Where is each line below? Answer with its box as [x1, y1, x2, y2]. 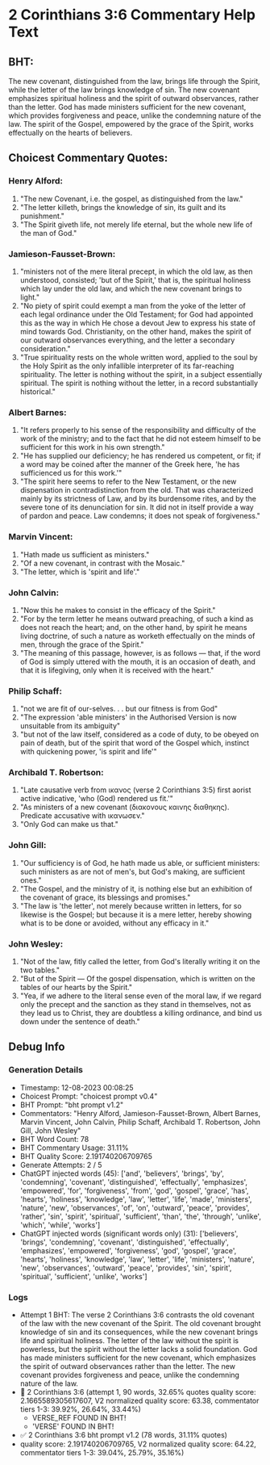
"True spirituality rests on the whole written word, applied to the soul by [19, 352, 258, 362]
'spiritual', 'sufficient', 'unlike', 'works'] [19, 1271, 147, 1281]
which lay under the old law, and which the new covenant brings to [19, 283, 243, 293]
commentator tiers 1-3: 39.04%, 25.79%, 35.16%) [19, 1448, 185, 1458]
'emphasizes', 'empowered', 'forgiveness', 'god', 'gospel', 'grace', [19, 1245, 237, 1255]
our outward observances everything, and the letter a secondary [19, 335, 235, 345]
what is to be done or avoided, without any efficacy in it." [19, 918, 210, 928]
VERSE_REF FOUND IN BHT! [31, 1413, 127, 1423]
